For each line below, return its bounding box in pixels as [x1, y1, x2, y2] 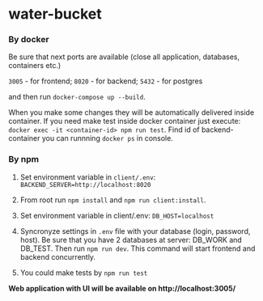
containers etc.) [8, 61, 62, 70]
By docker [8, 34, 50, 45]
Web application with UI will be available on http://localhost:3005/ [8, 283, 236, 293]
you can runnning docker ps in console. [41, 134, 174, 143]
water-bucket [8, 5, 103, 23]
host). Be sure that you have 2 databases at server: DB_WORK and [19, 235, 243, 244]
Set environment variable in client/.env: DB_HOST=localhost [19, 210, 214, 220]
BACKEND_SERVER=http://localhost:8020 [19, 180, 151, 189]
